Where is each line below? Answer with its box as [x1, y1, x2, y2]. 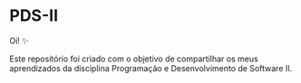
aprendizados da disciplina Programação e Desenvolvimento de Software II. [9, 62, 293, 73]
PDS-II [9, 5, 59, 26]
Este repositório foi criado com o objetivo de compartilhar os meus [9, 53, 258, 64]
